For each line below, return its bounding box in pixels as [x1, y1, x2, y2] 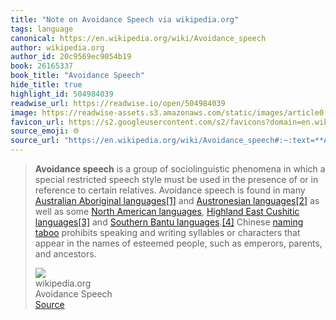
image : [10, 107, 38, 118]
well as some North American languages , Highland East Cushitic [34, 206, 300, 217]
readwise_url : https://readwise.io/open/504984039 [10, 98, 226, 108]
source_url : [10, 136, 60, 146]
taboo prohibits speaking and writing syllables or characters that [34, 227, 301, 238]
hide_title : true [10, 80, 83, 90]
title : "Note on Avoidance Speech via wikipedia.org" [10, 14, 240, 25]
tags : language [10, 24, 74, 34]
